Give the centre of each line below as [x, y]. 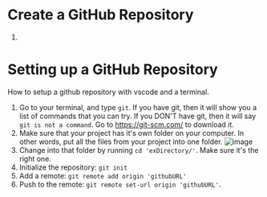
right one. [35, 158]
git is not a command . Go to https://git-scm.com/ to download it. [126, 124]
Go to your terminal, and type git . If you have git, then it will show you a [138, 107]
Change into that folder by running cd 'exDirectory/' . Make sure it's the [139, 150]
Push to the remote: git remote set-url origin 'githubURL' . [120, 184]
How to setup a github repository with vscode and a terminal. [108, 92]
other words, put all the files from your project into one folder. [121, 142]
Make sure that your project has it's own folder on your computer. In [131, 133]
